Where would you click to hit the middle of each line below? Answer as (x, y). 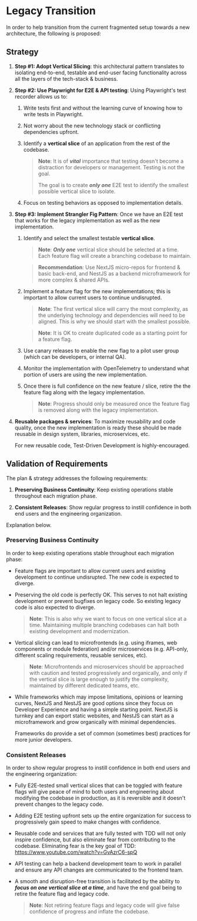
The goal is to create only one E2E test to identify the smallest (113, 185)
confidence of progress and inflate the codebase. (89, 912)
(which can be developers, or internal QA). (75, 357)
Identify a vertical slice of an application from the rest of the (97, 143)
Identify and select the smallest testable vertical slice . (89, 238)
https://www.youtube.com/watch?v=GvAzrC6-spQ (76, 852)
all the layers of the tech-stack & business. (66, 78)
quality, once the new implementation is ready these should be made (98, 427)
